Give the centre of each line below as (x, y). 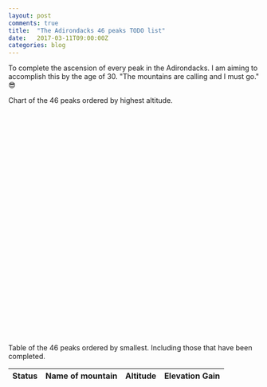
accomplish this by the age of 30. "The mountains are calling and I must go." (134, 77)
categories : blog (37, 45)
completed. (27, 357)
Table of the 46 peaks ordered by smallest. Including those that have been (130, 348)
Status (25, 376)
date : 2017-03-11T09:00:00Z (59, 38)
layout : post (30, 16)
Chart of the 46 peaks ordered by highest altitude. (90, 101)
